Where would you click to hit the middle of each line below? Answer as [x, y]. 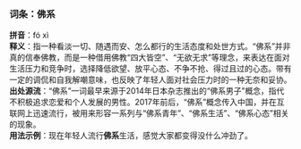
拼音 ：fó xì [29, 35]
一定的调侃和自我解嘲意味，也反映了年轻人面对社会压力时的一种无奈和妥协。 [150, 80]
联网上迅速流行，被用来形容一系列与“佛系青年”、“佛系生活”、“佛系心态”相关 [149, 113]
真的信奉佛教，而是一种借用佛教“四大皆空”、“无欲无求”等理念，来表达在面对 [150, 58]
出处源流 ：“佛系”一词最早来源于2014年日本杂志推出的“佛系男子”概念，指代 [147, 91]
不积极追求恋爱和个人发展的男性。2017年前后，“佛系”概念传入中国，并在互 [147, 102]
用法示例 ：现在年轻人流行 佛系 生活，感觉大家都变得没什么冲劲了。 [131, 136]
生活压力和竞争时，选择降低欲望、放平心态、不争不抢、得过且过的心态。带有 [150, 69]
